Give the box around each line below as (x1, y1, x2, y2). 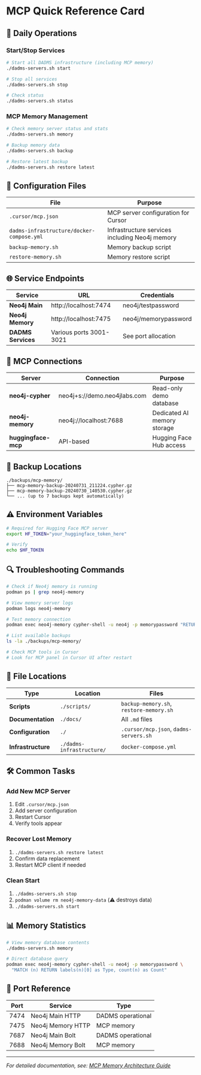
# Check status (6, 92, 44, 98)
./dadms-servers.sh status (6, 98, 74, 104)
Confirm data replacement (14, 855, 80, 862)
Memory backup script (107, 243, 172, 251)
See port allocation (122, 332, 176, 340)
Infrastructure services (107, 226, 172, 235)
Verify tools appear (14, 820, 63, 827)
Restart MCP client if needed (14, 861, 86, 868)
